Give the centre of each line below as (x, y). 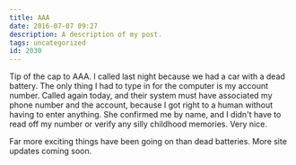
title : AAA (30, 17)
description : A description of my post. (86, 34)
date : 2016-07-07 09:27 (54, 26)
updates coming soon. (51, 151)
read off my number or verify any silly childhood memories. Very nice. (138, 124)
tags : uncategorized (48, 43)
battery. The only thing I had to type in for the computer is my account (139, 86)
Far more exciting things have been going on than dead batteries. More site (148, 142)
